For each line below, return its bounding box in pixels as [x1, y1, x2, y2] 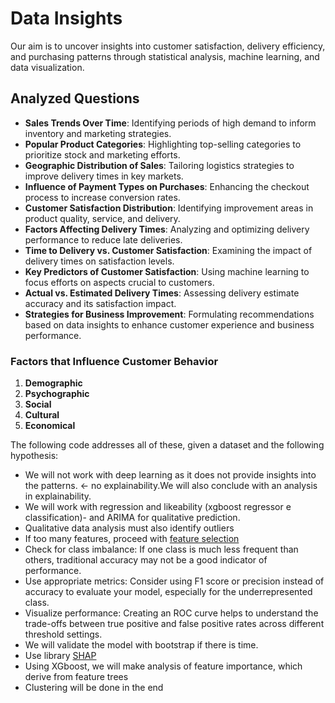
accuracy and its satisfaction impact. [24, 297, 177, 309]
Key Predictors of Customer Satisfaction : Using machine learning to [24, 265, 310, 277]
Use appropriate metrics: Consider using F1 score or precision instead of [24, 575, 325, 587]
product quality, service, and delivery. [24, 212, 181, 224]
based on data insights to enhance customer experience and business [24, 318, 315, 331]
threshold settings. [24, 628, 103, 641]
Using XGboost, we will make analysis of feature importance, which [24, 660, 303, 672]
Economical [24, 420, 76, 432]
